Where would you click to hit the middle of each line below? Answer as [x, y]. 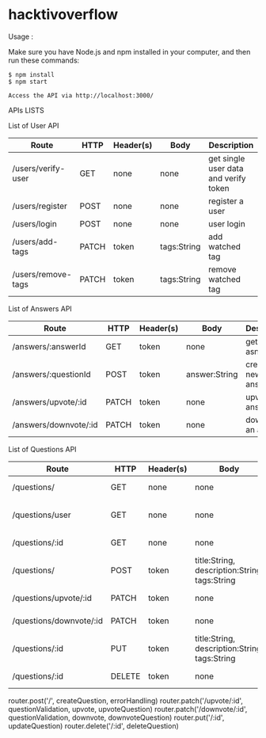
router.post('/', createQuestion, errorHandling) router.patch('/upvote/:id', [126, 700]
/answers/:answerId [49, 346]
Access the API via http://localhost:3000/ [81, 95]
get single [227, 158]
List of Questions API [42, 449]
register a [226, 201]
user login [227, 223]
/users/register [40, 206]
